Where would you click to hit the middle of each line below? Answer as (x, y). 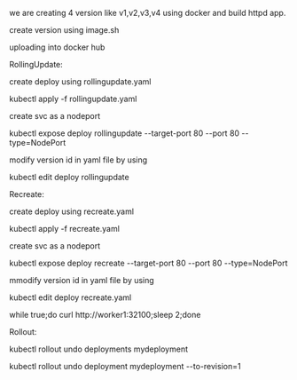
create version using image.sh (64, 30)
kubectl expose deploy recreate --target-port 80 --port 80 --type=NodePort (148, 263)
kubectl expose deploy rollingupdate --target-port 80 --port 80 (125, 133)
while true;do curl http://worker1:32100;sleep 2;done (105, 315)
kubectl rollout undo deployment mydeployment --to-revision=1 (125, 366)
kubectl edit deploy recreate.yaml (70, 297)
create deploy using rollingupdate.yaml (80, 82)
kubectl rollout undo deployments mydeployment (99, 349)
